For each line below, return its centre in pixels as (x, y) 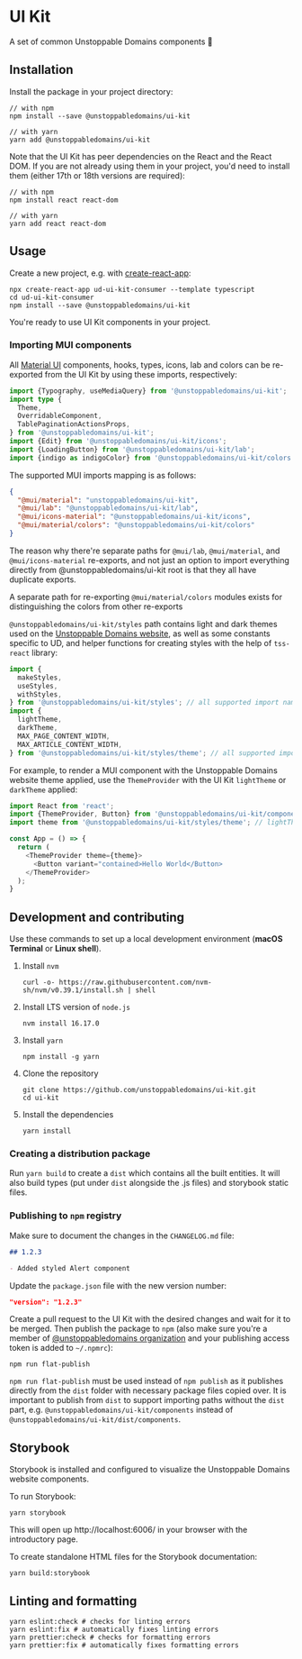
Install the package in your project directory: (91, 91)
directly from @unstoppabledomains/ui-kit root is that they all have (133, 570)
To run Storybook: (43, 1497)
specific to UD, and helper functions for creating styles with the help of (141, 643)
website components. (49, 1479)
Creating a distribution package (80, 1153)
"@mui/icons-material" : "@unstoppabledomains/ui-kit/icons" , (134, 517)
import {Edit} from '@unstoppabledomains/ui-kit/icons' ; (118, 442)
